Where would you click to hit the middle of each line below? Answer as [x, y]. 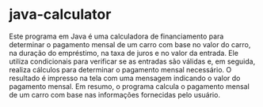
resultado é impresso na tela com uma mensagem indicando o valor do [125, 78]
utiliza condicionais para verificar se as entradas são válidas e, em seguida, [132, 61]
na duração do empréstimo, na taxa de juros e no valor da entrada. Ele [124, 53]
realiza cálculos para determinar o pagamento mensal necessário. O [120, 69]
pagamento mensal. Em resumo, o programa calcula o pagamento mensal [130, 86]
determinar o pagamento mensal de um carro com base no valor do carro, [130, 44]
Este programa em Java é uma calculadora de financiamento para [116, 36]
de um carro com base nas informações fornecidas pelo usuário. [115, 94]
